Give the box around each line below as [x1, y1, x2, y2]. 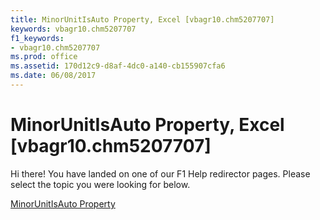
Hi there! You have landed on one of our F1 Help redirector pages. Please [10, 167, 311, 180]
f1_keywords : [10, 33, 65, 43]
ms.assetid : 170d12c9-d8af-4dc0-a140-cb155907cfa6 [10, 61, 226, 71]
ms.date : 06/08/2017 [10, 71, 97, 81]
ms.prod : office [10, 52, 78, 62]
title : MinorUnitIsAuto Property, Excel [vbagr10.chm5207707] [10, 14, 275, 25]
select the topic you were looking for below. [10, 178, 191, 190]
